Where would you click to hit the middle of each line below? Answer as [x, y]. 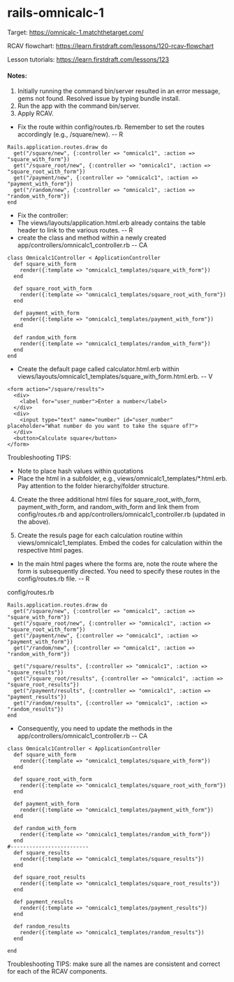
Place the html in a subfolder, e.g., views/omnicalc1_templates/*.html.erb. [122, 478]
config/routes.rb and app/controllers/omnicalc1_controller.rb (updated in [121, 514]
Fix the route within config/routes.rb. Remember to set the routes [111, 127]
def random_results [42, 927]
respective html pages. [50, 551]
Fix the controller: [43, 216]
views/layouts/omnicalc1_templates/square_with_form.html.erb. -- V [115, 377]
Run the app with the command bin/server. [79, 106]
